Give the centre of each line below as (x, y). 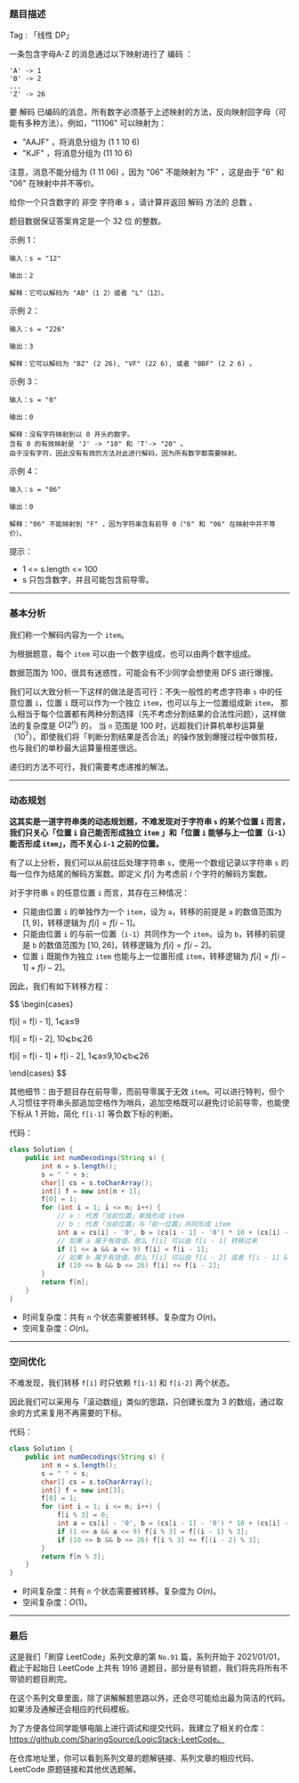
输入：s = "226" (37, 330)
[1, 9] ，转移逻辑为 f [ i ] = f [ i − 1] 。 (81, 923)
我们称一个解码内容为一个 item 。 (69, 634)
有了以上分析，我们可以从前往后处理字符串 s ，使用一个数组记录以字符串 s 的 (149, 863)
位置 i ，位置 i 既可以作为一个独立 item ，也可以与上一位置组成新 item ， (147, 702)
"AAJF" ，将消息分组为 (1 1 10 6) (81, 142)
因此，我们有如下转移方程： (60, 986)
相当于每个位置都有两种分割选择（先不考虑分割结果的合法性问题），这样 (147, 714)
